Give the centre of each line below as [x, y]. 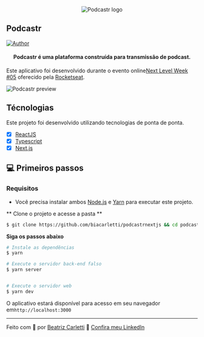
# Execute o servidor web [39, 286]
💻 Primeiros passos [45, 168]
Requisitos [22, 189]
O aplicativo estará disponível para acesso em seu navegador [83, 303]
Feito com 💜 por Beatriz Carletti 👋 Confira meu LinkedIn [75, 327]
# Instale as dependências [40, 247]
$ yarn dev [20, 291]
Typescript [29, 141]
